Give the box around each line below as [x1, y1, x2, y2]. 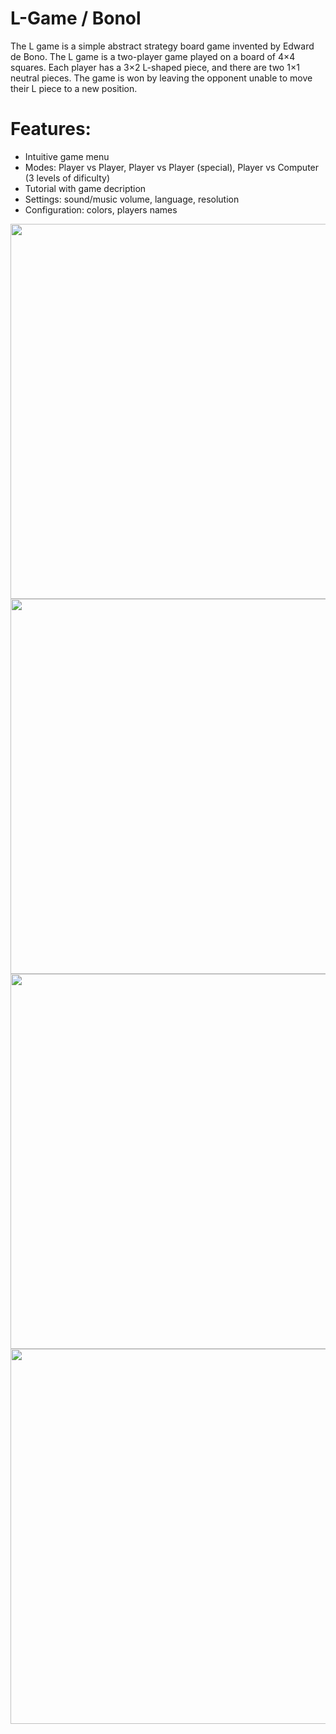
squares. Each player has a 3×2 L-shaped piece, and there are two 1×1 [10, 61, 300, 73]
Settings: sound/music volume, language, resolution [24, 193, 240, 205]
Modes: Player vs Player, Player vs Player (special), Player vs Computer [24, 161, 320, 173]
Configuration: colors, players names [24, 203, 178, 216]
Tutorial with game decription [24, 182, 147, 194]
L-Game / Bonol [10, 7, 142, 30]
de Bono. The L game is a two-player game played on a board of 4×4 [10, 50, 296, 62]
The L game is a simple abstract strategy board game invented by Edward [10, 40, 315, 52]
